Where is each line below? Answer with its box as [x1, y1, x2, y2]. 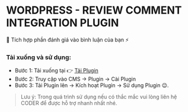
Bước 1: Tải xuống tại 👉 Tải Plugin [14, 67, 99, 74]
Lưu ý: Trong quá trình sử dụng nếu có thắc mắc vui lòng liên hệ [20, 93, 177, 101]
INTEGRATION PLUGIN [6, 16, 119, 30]
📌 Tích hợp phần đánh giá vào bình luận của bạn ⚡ [6, 36, 129, 43]
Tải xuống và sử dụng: [6, 53, 71, 61]
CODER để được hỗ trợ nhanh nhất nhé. [20, 100, 117, 107]
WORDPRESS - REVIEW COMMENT [6, 4, 182, 17]
